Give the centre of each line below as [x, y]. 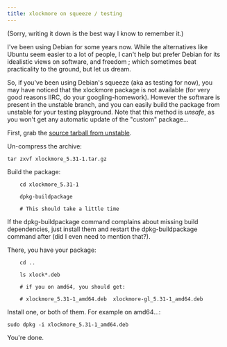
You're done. [25, 337]
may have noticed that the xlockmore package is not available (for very [109, 90]
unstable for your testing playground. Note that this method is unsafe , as [111, 112]
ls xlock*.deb [40, 275]
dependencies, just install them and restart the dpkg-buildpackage [102, 229]
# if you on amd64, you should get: [73, 287]
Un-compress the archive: [44, 146]
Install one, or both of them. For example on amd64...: [84, 312]
